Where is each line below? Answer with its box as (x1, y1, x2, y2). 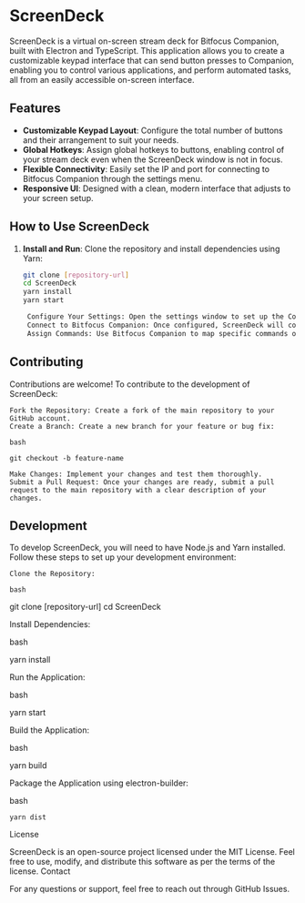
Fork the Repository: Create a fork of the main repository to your (9, 406, 275, 415)
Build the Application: (9, 725, 89, 736)
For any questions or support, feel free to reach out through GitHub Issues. (9, 884, 290, 895)
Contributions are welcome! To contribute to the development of (9, 379, 250, 390)
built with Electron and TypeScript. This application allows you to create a (9, 45, 285, 56)
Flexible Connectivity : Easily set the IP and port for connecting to (22, 163, 270, 174)
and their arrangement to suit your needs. (22, 134, 179, 146)
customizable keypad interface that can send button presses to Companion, (9, 55, 294, 66)
